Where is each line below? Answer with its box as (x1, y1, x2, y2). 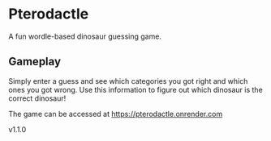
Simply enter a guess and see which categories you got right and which (8, 76, 248, 85)
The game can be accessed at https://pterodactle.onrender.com (8, 109, 223, 118)
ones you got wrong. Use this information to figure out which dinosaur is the (8, 85, 264, 94)
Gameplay (8, 55, 62, 68)
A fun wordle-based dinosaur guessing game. (8, 31, 162, 41)
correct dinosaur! (8, 93, 67, 103)
